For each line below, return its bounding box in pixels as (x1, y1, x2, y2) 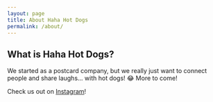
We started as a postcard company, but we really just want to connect (7, 67, 207, 75)
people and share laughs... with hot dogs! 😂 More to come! (7, 74, 178, 83)
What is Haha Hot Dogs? (7, 48, 114, 60)
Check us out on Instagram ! (7, 88, 87, 96)
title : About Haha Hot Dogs (7, 17, 89, 23)
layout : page (7, 10, 45, 17)
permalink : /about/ (7, 23, 64, 30)
